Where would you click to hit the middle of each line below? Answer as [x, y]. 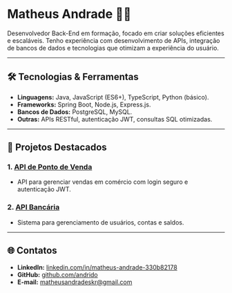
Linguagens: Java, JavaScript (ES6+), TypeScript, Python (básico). [113, 97]
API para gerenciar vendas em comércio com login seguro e [103, 182]
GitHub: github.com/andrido [57, 274]
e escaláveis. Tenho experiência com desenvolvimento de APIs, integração [114, 40]
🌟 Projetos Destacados [57, 148]
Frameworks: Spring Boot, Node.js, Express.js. [84, 104]
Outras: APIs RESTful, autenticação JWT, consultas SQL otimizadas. [115, 119]
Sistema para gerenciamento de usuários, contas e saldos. [100, 222]
